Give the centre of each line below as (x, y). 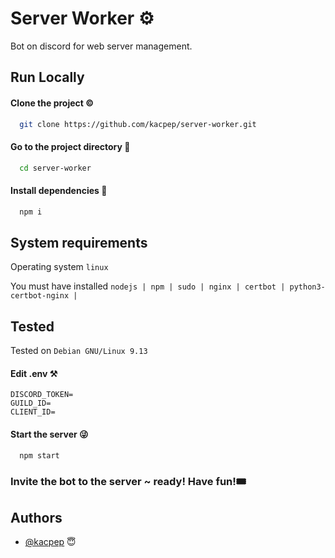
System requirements (79, 242)
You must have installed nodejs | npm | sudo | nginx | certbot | (148, 286)
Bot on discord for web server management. (101, 46)
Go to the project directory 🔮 (70, 146)
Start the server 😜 (49, 434)
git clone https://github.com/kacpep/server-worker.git (138, 124)
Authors (36, 517)
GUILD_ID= (31, 403)
